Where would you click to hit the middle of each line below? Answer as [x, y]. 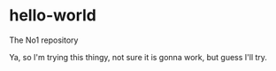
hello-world [53, 16]
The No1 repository [44, 40]
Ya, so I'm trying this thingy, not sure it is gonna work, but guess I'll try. [138, 57]
